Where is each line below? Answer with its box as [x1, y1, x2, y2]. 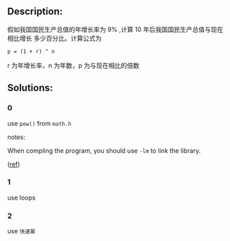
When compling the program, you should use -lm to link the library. [7, 146, 201, 155]
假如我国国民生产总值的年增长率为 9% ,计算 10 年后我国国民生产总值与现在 [7, 25, 224, 34]
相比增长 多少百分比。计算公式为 [7, 34, 102, 42]
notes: [7, 133, 26, 141]
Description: [7, 6, 63, 18]
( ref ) [7, 159, 20, 168]
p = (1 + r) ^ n [7, 48, 55, 55]
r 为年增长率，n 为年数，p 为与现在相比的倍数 [7, 61, 139, 70]
